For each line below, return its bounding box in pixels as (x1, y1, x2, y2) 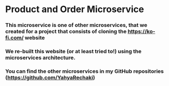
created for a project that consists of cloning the (5, 28, 127, 35)
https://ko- (127, 28, 156, 35)
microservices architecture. (5, 54, 76, 61)
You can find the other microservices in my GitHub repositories (5, 67, 164, 74)
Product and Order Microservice (5, 4, 144, 15)
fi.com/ (5, 34, 24, 41)
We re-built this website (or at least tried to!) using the (5, 48, 142, 55)
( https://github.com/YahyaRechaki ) (5, 74, 95, 81)
